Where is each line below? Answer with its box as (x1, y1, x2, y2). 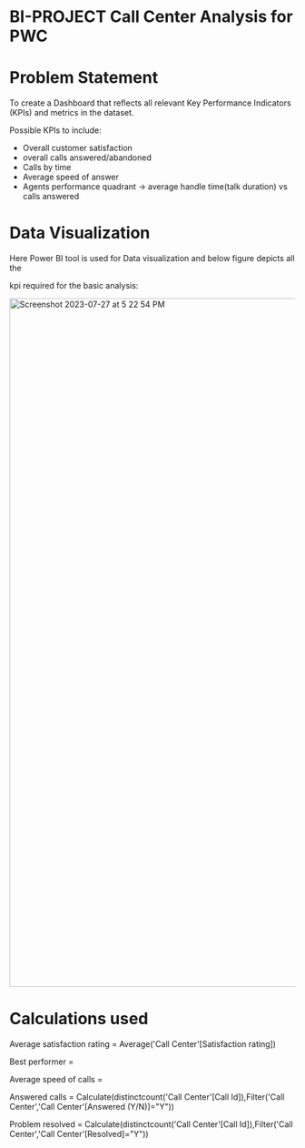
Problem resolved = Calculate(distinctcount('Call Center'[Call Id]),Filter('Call (9, 1119, 293, 1130)
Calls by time (22, 162, 72, 173)
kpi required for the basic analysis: (9, 280, 139, 291)
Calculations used (9, 1009, 149, 1030)
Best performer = (9, 1056, 74, 1067)
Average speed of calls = (9, 1074, 103, 1084)
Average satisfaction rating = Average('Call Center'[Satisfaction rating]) (9, 1039, 277, 1049)
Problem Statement (9, 67, 159, 88)
